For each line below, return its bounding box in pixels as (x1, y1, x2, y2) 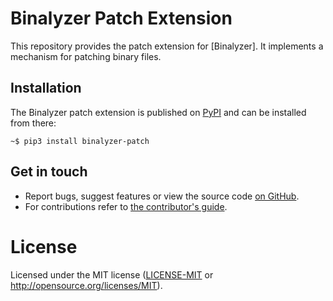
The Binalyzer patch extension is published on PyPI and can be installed (10, 106, 307, 118)
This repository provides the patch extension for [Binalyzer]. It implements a (10, 40, 324, 52)
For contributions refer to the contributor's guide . (24, 200, 228, 212)
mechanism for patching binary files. (10, 50, 162, 62)
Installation (10, 80, 82, 97)
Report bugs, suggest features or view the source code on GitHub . (24, 190, 300, 202)
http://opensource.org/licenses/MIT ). (10, 279, 163, 291)
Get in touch (10, 163, 88, 181)
